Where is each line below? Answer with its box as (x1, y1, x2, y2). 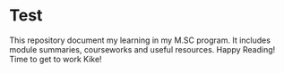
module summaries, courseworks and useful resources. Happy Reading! (9, 44, 276, 54)
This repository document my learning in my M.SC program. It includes (9, 35, 271, 45)
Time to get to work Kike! (9, 53, 102, 64)
